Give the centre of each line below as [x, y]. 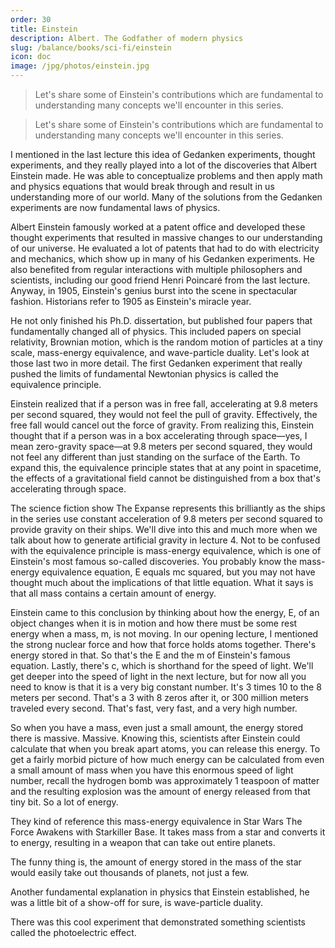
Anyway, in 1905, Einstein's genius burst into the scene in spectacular [154, 290]
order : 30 [31, 19]
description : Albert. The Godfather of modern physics [127, 38]
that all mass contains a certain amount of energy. [113, 593]
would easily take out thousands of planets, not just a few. [130, 872]
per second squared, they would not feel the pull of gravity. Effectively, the [164, 414]
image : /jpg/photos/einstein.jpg [80, 66]
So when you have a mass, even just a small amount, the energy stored [156, 727]
